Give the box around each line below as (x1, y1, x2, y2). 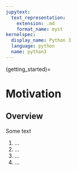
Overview (5, 111, 44, 122)
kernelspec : (5, 32, 36, 38)
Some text (5, 127, 32, 134)
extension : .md (16, 20, 55, 26)
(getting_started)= (5, 65, 51, 73)
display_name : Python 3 (11, 37, 71, 43)
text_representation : (11, 15, 66, 21)
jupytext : (5, 9, 31, 15)
